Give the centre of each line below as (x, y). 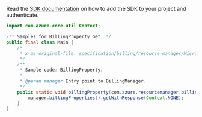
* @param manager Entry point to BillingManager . (83, 81)
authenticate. (23, 15)
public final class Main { (40, 42)
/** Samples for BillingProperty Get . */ (59, 36)
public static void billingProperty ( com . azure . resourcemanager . (99, 92)
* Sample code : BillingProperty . (61, 70)
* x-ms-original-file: (48, 53)
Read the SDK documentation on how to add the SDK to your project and (96, 9)
